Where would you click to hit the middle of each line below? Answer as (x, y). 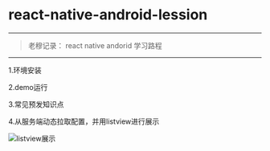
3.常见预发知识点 (36, 104)
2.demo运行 (28, 87)
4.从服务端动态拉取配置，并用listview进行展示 (84, 121)
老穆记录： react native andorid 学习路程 (95, 45)
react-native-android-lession (108, 15)
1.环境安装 (25, 70)
